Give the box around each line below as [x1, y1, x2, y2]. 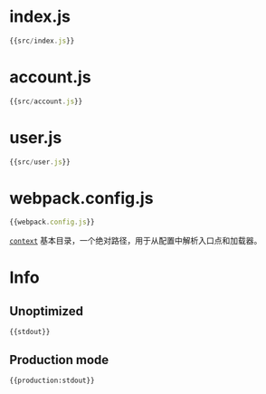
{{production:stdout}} [9, 376, 95, 386]
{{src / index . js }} [9, 36, 75, 45]
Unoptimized [9, 303, 84, 319]
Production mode [9, 351, 109, 368]
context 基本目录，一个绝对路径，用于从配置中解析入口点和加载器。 [9, 235, 262, 246]
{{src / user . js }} [9, 157, 71, 167]
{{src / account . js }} [9, 97, 83, 106]
